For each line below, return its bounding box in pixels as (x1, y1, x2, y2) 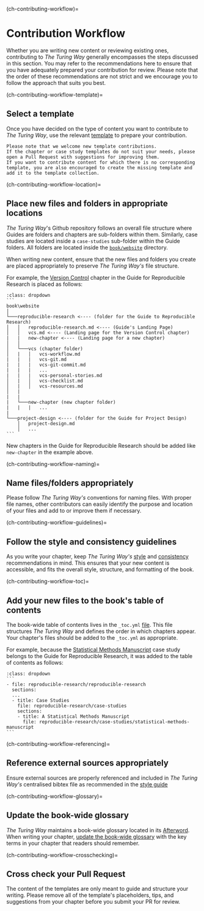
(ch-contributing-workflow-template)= (6, 91, 103, 98)
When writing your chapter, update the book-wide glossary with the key (6, 833, 187, 840)
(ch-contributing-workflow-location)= (6, 180, 101, 188)
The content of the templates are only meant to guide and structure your (6, 885, 189, 893)
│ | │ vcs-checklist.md (6, 378, 84, 384)
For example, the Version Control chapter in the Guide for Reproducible (6, 274, 185, 281)
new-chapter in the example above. (6, 448, 93, 456)
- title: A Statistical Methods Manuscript (17, 714, 130, 720)
